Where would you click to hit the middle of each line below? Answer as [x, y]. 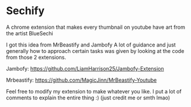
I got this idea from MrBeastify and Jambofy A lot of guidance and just [91, 45]
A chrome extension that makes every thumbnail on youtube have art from [96, 27]
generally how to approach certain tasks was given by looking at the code [95, 51]
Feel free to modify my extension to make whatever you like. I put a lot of [94, 91]
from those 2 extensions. [36, 57]
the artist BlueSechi [30, 33]
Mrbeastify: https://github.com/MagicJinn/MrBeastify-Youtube [81, 80]
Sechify [25, 11]
